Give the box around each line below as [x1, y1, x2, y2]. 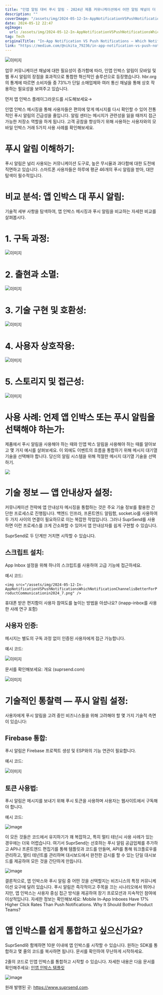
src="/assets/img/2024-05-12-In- [16, 582, 83, 587]
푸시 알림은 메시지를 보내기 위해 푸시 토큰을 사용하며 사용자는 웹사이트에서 [5, 798, 145, 804]
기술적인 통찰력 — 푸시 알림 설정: [5, 695, 129, 707]
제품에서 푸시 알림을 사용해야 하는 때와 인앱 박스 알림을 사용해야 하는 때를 [5, 441, 144, 447]
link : [5, 43, 16, 48]
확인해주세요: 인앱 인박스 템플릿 [5, 965, 65, 971]
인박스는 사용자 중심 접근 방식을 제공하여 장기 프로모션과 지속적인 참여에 [20, 890, 157, 896]
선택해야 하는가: [5, 424, 65, 435]
